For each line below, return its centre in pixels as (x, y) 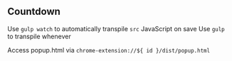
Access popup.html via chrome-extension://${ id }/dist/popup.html (109, 50)
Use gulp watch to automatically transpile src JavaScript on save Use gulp (116, 28)
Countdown (34, 12)
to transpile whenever (39, 36)
